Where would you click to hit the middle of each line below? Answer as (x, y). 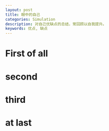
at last (19, 123)
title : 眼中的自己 (23, 15)
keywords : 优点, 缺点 (27, 29)
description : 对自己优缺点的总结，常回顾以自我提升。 (56, 24)
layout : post (19, 10)
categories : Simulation (30, 19)
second (22, 77)
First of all (27, 54)
